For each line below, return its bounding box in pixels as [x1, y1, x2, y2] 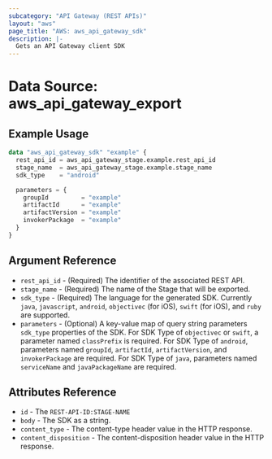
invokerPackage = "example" [23, 216, 122, 225]
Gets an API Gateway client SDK [15, 42, 126, 50]
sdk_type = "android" [15, 171, 100, 179]
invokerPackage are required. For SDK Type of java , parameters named [19, 353, 257, 363]
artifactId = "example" [23, 201, 122, 209]
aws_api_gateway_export [8, 94, 182, 113]
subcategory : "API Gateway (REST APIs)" [8, 11, 148, 20]
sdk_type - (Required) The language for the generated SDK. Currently [19, 292, 253, 302]
